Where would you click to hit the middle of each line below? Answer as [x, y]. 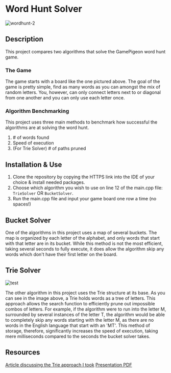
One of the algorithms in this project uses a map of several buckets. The [81, 232]
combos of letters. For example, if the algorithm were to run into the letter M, [86, 309]
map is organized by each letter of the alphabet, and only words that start [82, 238]
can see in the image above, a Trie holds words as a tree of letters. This [80, 298]
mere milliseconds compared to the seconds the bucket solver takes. [78, 336]
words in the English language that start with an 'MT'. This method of [78, 325]
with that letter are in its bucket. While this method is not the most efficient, [84, 243]
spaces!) [22, 204]
